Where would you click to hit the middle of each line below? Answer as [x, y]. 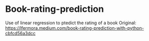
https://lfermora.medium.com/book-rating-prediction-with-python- [75, 28]
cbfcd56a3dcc [20, 33]
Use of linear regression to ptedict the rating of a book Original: [71, 23]
